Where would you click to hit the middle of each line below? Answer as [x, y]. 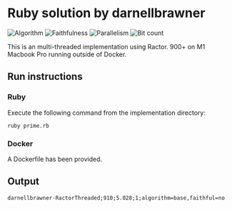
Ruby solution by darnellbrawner [106, 13]
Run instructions [45, 77]
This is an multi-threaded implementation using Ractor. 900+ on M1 [106, 46]
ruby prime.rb [29, 126]
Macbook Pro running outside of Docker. [67, 54]
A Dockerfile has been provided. [55, 159]
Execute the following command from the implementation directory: [106, 113]
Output [23, 182]
